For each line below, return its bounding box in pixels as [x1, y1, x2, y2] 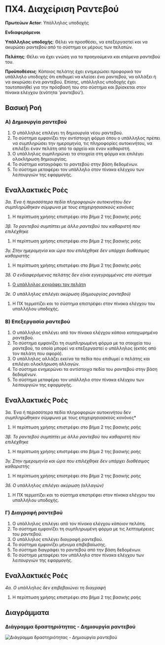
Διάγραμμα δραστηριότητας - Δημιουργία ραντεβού [5, 623, 136, 630]
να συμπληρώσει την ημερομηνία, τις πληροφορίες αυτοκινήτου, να [12, 140, 153, 146]
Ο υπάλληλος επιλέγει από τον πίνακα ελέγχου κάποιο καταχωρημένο [12, 329, 158, 335]
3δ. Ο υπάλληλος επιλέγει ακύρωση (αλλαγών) [5, 482, 104, 488]
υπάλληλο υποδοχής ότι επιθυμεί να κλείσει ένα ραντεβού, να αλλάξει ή [5, 73, 157, 79]
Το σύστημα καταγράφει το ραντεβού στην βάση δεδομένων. [12, 161, 139, 167]
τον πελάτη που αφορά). [12, 350, 63, 356]
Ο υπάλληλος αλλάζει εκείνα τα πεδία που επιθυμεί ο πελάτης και [12, 356, 150, 361]
